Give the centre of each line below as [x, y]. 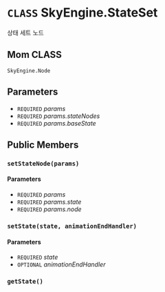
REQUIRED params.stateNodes [58, 116]
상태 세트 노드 [26, 32]
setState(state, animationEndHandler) [72, 226]
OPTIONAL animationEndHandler [61, 264]
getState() [25, 282]
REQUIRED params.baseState [56, 123]
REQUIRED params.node [49, 209]
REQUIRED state [37, 257]
